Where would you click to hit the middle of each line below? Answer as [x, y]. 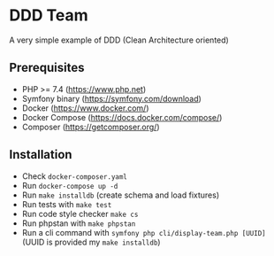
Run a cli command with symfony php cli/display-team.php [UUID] [144, 232]
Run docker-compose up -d [70, 185]
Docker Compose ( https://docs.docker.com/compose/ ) [122, 117]
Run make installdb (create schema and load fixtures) [121, 195]
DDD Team [49, 16]
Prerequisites [47, 68]
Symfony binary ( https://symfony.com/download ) [111, 98]
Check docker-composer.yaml [75, 176]
